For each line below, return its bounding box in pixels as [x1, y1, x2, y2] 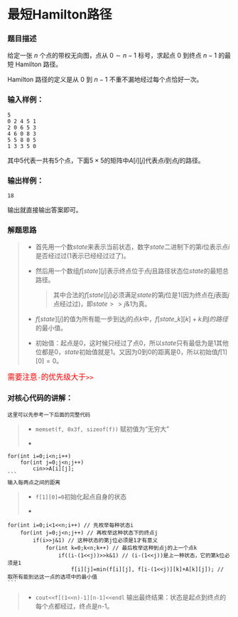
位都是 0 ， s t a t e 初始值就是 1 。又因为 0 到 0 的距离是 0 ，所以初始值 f [35, 348, 220, 356]
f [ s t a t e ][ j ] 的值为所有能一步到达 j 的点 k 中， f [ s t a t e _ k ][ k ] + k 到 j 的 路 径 [35, 315, 229, 323]
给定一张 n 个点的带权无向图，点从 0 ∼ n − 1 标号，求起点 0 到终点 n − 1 [7, 51, 217, 60]
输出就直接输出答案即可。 [7, 206, 82, 214]
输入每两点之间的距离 [7, 479, 60, 486]
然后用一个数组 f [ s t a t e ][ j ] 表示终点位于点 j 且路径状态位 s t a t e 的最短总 [35, 266, 229, 275]
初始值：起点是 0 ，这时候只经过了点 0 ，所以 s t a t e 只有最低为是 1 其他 [35, 339, 229, 348]
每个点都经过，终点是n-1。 [35, 601, 114, 610]
